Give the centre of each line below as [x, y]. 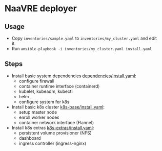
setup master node [38, 112]
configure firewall [37, 81]
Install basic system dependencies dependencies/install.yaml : [74, 76]
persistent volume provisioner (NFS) [55, 133]
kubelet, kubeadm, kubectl [46, 91]
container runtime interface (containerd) [59, 86]
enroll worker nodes [39, 117]
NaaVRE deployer [41, 9]
